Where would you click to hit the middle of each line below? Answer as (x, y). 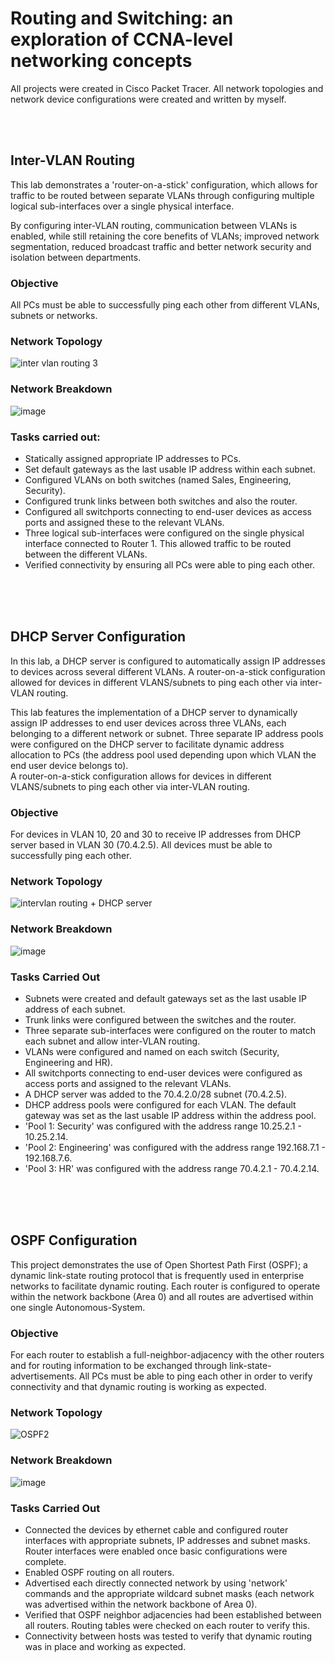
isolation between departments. (76, 257)
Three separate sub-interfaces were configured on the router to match (170, 1030)
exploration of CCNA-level (122, 39)
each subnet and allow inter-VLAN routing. (112, 1041)
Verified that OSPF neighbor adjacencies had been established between (173, 1614)
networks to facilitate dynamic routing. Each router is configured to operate (165, 1286)
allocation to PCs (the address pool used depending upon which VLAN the (163, 754)
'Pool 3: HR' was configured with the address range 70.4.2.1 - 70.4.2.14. (172, 1168)
